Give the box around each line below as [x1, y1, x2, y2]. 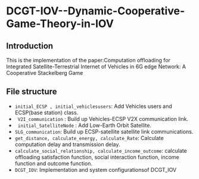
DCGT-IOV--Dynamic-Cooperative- [6, 4, 185, 18]
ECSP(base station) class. [14, 109, 79, 116]
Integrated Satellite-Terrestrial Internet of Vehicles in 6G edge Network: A [6, 63, 186, 70]
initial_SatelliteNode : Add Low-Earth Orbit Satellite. [17, 122, 152, 129]
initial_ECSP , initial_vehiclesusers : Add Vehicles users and [14, 102, 173, 110]
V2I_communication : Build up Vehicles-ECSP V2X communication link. [17, 115, 189, 122]
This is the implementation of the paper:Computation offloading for [6, 57, 171, 63]
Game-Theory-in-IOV [6, 17, 114, 31]
